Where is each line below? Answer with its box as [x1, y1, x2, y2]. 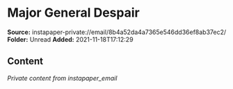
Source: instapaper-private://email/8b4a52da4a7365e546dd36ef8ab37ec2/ [7, 28, 227, 36]
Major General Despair [7, 5, 140, 21]
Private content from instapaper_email [7, 74, 118, 82]
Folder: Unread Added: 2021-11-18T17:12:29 [7, 35, 134, 43]
